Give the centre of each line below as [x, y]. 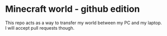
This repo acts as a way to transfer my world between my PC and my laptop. [83, 23]
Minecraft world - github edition [73, 9]
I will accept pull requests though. [40, 28]
